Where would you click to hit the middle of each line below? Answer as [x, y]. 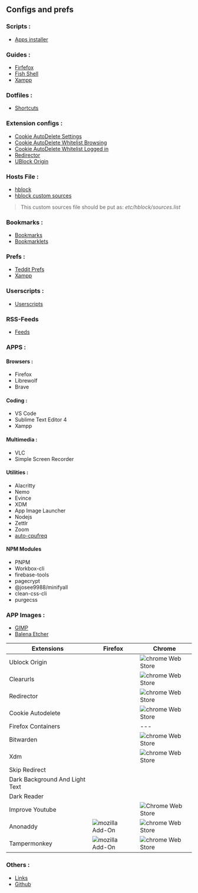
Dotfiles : [19, 95]
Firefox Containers [35, 726]
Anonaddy [24, 826]
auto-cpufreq [31, 535]
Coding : [17, 400]
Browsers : [20, 361]
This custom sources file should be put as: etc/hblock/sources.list [100, 207]
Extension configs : [34, 123]
